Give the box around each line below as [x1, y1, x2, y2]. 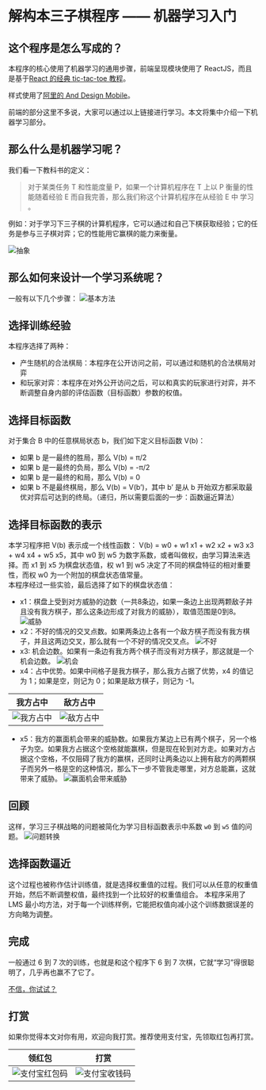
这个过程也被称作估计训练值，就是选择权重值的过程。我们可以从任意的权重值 [8, 879, 258, 889]
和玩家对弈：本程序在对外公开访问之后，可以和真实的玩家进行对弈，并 [19, 378, 249, 388]
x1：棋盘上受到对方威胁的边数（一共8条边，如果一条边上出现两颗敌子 [19, 597, 246, 606]
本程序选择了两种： [8, 342, 71, 351]
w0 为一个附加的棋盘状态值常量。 [37, 570, 148, 579]
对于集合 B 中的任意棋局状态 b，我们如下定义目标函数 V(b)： [8, 436, 206, 446]
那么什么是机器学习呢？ [8, 143, 123, 156]
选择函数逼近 [8, 857, 71, 870]
